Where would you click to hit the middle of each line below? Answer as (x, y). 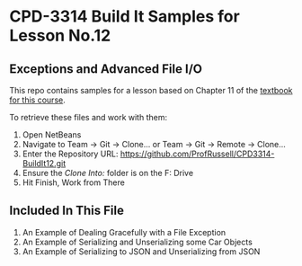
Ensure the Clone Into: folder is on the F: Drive (108, 173)
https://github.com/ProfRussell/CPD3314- (197, 154)
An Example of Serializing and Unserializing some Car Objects (138, 242)
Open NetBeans (52, 135)
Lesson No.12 (60, 35)
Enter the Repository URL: (70, 154)
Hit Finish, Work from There (74, 182)
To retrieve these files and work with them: (89, 117)
